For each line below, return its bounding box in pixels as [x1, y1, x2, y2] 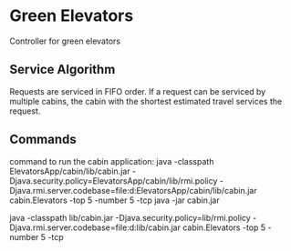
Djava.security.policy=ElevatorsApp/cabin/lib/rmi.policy [9, 175, 218, 186]
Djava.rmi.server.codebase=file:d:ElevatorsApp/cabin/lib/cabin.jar [9, 185, 257, 196]
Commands [9, 132, 78, 147]
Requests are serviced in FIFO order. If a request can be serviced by [9, 85, 266, 96]
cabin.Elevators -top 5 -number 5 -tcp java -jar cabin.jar [9, 195, 221, 206]
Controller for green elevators [9, 35, 121, 46]
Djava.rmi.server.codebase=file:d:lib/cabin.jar [9, 222, 181, 233]
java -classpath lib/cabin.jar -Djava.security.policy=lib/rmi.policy [9, 212, 251, 223]
